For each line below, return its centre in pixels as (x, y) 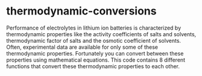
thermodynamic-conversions (81, 11)
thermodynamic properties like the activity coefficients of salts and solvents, (101, 34)
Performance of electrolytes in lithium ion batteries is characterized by (94, 28)
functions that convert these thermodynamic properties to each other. (93, 66)
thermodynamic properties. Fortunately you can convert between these (95, 53)
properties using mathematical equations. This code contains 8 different (96, 60)
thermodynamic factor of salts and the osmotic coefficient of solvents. (94, 40)
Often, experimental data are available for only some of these (82, 47)
